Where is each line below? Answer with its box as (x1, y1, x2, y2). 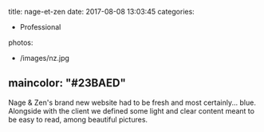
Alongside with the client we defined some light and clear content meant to (8, 106, 255, 115)
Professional (19, 22, 61, 31)
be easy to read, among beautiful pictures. (8, 114, 148, 124)
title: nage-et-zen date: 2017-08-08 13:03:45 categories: (8, 7, 195, 16)
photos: (8, 38, 33, 47)
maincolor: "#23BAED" (8, 76, 126, 90)
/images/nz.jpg (19, 54, 70, 62)
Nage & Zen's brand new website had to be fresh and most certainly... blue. (8, 98, 257, 107)
